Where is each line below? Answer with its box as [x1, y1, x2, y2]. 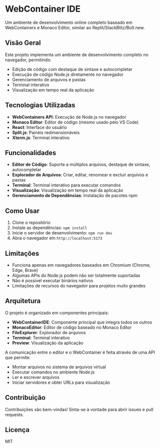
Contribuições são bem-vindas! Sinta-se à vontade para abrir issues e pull [5, 406, 154, 412]
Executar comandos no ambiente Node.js [12, 369, 95, 375]
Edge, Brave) [12, 268, 38, 273]
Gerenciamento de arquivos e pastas [12, 76, 86, 82]
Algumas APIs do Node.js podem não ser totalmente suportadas [12, 272, 141, 278]
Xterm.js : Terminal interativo [12, 135, 70, 141]
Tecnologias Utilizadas [5, 101, 76, 109]
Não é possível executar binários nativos [12, 278, 94, 283]
